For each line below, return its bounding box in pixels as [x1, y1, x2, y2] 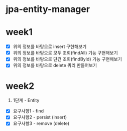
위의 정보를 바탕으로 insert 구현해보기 [13, 43, 87, 49]
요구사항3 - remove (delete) [13, 120, 70, 126]
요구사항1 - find [13, 108, 44, 114]
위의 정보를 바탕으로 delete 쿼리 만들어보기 [13, 62, 97, 68]
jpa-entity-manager [6, 3, 90, 15]
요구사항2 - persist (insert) [13, 114, 67, 120]
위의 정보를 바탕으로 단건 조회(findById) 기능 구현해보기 [13, 56, 122, 62]
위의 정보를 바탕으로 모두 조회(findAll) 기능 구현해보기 [13, 50, 118, 56]
